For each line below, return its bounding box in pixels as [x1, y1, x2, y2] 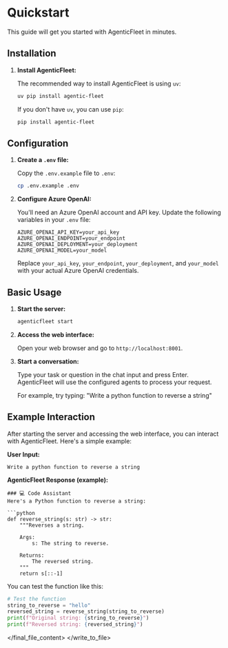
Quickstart [7, 5, 70, 21]
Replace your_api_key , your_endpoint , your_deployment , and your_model [17, 259, 219, 267]
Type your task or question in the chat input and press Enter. [17, 370, 189, 378]
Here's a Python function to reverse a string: [7, 498, 147, 505]
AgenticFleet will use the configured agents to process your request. [17, 378, 212, 386]
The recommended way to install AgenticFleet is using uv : [17, 79, 181, 88]
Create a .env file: [17, 156, 69, 164]
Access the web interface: [17, 330, 94, 338]
